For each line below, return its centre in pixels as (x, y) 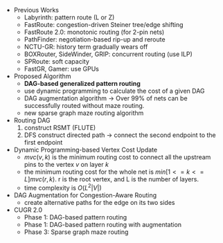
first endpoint (43, 142)
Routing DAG (32, 120)
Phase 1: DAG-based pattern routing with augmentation (103, 224)
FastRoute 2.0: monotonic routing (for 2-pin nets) (94, 32)
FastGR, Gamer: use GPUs (61, 69)
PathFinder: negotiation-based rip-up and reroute (95, 39)
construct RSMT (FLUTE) (60, 128)
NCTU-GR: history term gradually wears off (86, 47)
